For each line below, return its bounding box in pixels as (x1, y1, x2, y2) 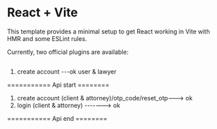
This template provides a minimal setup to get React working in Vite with (7, 27, 210, 35)
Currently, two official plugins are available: (7, 48, 129, 56)
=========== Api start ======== (7, 81, 110, 89)
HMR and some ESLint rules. (7, 34, 87, 42)
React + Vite (7, 5, 78, 20)
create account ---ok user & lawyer (16, 68, 117, 76)
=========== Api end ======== (7, 115, 108, 123)
